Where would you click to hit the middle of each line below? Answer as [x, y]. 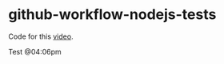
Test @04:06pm [35, 51]
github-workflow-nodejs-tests [112, 15]
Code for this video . [41, 36]
